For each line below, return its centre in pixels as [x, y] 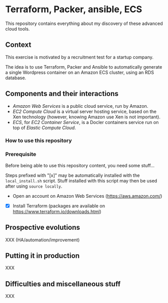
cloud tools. [18, 28]
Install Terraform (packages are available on [59, 206]
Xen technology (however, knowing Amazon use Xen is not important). [87, 117]
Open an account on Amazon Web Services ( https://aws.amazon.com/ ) [87, 196]
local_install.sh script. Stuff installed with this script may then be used [81, 180]
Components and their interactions [62, 94]
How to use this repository [39, 141]
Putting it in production [43, 256]
